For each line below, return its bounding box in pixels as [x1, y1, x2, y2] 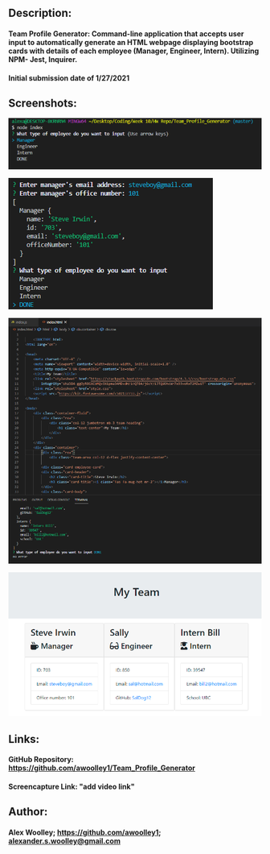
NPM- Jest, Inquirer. [8, 54, 78, 64]
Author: [8, 805, 48, 819]
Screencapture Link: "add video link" [8, 781, 135, 791]
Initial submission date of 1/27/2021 [8, 73, 130, 83]
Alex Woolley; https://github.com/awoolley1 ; [8, 827, 162, 837]
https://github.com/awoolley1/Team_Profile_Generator [8, 763, 195, 773]
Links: [8, 732, 40, 746]
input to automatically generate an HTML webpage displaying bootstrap [8, 37, 254, 47]
